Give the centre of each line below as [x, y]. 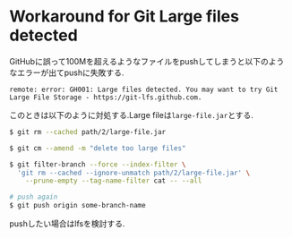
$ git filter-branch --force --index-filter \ [98, 164]
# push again [34, 197]
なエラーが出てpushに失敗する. [67, 72]
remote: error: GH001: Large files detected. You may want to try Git [144, 89]
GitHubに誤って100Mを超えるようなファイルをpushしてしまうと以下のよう [147, 61]
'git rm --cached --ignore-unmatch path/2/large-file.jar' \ [134, 173]
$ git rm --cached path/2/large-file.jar [88, 132]
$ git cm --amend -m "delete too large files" [98, 148]
